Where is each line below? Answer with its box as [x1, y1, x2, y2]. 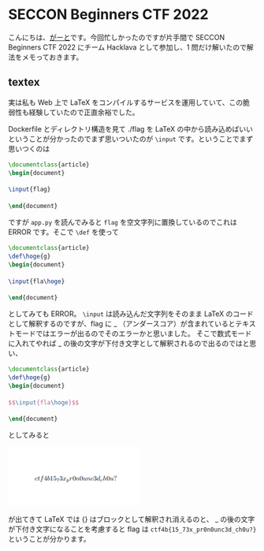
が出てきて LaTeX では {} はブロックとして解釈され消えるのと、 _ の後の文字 [8, 515, 255, 524]
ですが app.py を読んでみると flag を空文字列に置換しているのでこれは [8, 218, 238, 226]
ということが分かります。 [8, 534, 91, 544]
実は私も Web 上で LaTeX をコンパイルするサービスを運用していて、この [8, 97, 244, 107]
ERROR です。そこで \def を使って [8, 227, 120, 236]
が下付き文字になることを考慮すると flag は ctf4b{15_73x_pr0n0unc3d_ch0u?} [8, 524, 257, 534]
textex [8, 76, 40, 89]
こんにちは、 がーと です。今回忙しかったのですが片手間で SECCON [8, 32, 225, 42]
